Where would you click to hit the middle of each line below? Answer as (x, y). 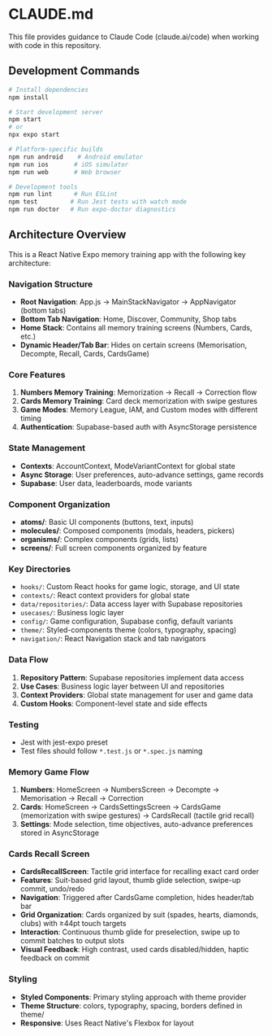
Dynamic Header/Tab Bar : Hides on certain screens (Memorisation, (134, 345)
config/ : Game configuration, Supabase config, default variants (127, 621)
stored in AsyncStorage (60, 833)
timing (31, 418)
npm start (25, 120)
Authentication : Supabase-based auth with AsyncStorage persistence (138, 427)
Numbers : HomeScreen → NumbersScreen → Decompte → (120, 789)
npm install (28, 97)
